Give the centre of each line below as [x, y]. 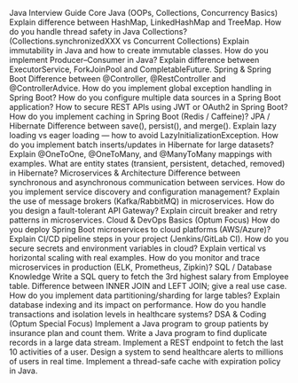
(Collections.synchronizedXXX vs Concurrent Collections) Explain [129, 41]
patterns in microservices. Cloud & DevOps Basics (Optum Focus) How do [145, 220]
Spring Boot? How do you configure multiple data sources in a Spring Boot [145, 98]
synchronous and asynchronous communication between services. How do [147, 182]
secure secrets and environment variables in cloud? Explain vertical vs [137, 248]
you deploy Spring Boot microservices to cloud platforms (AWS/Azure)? [140, 229]
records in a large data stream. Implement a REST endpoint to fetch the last [146, 342]
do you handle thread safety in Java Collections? [98, 31]
